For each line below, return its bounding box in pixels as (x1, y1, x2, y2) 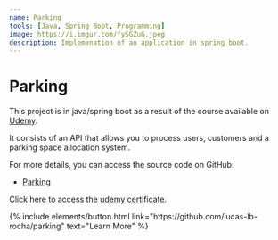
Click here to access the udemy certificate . (9, 194, 168, 205)
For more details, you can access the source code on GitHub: (9, 160, 234, 170)
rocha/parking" (9, 220, 65, 232)
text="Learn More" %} (66, 220, 149, 232)
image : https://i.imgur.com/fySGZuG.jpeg (9, 29, 166, 38)
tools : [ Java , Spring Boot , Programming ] (9, 21, 166, 30)
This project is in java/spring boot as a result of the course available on (9, 106, 270, 117)
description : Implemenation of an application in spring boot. (9, 37, 249, 47)
